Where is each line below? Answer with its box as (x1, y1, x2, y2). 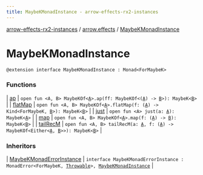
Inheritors (6, 142, 36, 150)
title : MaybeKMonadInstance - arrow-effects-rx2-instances (6, 8, 159, 15)
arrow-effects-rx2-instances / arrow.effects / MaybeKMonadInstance (6, 25, 180, 33)
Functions (6, 81, 36, 89)
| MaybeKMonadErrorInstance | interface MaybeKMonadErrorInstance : (6, 156, 184, 163)
